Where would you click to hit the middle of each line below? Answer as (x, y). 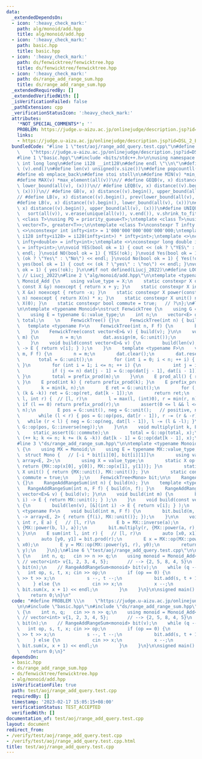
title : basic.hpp (39, 51)
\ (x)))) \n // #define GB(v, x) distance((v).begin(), (86, 191)
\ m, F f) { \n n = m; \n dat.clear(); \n (86, 354)
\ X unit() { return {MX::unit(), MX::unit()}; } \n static (102, 472)
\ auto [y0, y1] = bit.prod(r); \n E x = (87, 539)
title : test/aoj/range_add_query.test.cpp (60, 747)
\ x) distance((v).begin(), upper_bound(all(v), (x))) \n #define (99, 208)
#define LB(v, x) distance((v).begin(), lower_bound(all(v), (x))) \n (106, 203)
